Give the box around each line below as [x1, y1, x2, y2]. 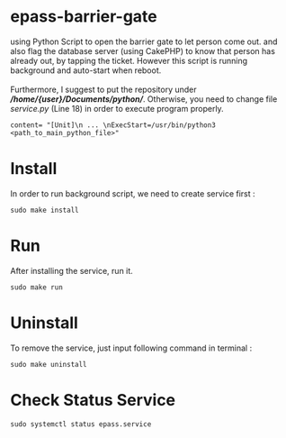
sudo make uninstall [10, 360, 88, 369]
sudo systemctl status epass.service [10, 419, 152, 429]
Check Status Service [10, 389, 176, 410]
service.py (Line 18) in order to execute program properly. [10, 103, 224, 114]
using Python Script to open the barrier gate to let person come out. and [10, 36, 278, 47]
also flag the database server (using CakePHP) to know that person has [10, 45, 275, 56]
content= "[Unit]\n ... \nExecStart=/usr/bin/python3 [10, 120, 217, 130]
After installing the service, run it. [10, 265, 133, 276]
